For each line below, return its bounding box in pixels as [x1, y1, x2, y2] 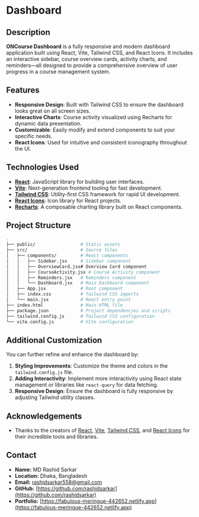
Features [6, 85, 40, 95]
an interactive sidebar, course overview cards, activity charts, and [6, 56, 167, 62]
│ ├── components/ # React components [6, 253, 129, 258]
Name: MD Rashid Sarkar [14, 466, 77, 473]
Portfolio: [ [14, 497, 42, 505]
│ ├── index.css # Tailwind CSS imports [6, 291, 139, 297]
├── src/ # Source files [6, 247, 118, 253]
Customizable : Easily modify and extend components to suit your [14, 126, 175, 133]
